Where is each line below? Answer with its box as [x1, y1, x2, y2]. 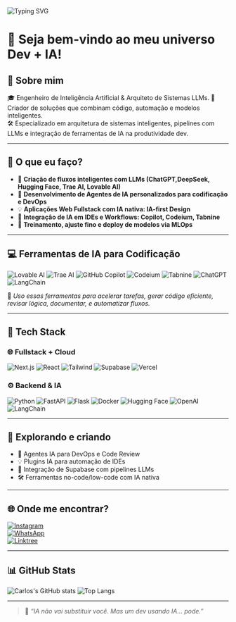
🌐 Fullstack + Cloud [7, 347, 76, 356]
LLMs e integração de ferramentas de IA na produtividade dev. [7, 130, 189, 137]
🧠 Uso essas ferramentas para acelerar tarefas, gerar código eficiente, [7, 292, 214, 300]
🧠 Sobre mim [7, 74, 65, 87]
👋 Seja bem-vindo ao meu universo [7, 32, 216, 48]
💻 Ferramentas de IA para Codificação [7, 248, 181, 260]
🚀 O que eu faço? [7, 156, 83, 168]
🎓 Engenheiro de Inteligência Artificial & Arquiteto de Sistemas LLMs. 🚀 [7, 94, 216, 101]
